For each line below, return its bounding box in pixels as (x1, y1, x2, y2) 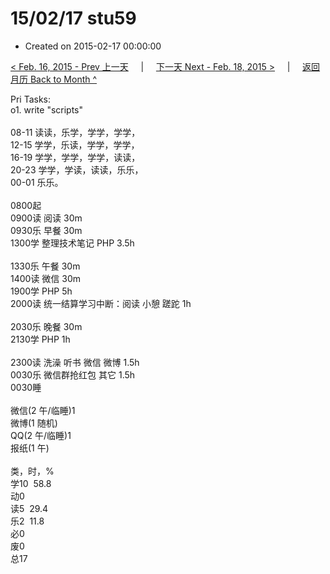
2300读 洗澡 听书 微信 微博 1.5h (10, 356, 140, 368)
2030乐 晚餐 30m (10, 320, 83, 332)
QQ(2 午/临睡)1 (10, 429, 72, 441)
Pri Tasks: (10, 93, 52, 105)
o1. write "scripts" (10, 103, 84, 116)
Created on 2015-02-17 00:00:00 (24, 40, 162, 52)
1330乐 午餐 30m (10, 260, 81, 272)
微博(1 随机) (10, 417, 58, 429)
